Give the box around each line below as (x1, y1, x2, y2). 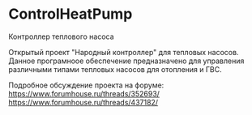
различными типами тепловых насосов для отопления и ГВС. (8, 64, 223, 74)
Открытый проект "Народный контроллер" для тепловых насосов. (8, 47, 239, 57)
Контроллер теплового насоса (8, 32, 115, 41)
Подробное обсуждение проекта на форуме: (8, 80, 164, 90)
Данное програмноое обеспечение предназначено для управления (8, 56, 245, 66)
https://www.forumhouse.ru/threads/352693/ (8, 88, 160, 98)
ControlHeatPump (8, 5, 133, 23)
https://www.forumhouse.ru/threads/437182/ (8, 97, 159, 107)
